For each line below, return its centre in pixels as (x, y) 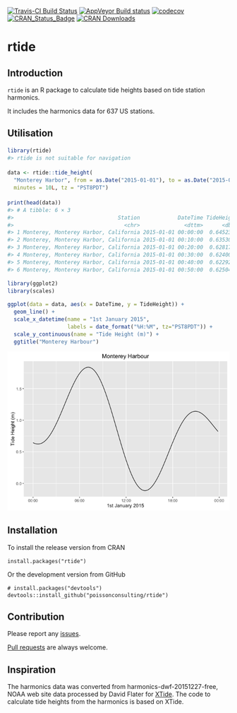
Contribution (36, 617)
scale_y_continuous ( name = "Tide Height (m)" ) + (86, 334)
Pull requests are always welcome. (57, 647)
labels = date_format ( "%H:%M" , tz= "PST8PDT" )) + (140, 327)
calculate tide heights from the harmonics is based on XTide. (96, 702)
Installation (32, 530)
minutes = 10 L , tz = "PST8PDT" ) (61, 188)
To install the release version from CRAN (66, 547)
